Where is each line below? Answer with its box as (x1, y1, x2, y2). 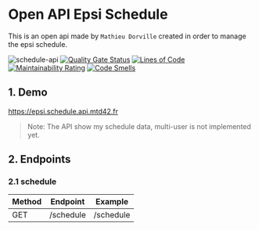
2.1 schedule (8, 176, 57, 187)
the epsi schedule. (8, 39, 68, 49)
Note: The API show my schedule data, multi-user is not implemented (27, 121, 252, 131)
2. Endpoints (8, 153, 71, 166)
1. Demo (8, 86, 49, 99)
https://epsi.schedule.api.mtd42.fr (8, 106, 119, 116)
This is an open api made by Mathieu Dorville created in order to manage (8, 31, 246, 41)
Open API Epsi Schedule (8, 5, 168, 23)
